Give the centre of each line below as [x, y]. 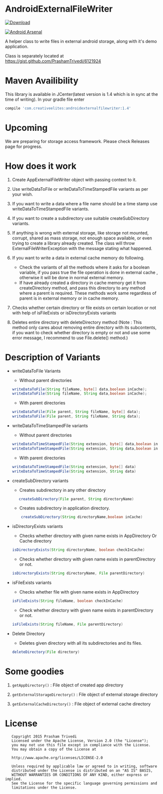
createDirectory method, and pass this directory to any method [82, 288]
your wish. [22, 194]
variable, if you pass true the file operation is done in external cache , [89, 272]
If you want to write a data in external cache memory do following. [78, 258]
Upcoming [26, 128]
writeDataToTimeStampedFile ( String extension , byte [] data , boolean [82, 444]
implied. [14, 779]
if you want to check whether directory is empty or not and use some [81, 332]
